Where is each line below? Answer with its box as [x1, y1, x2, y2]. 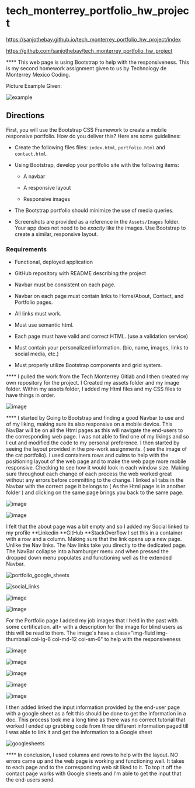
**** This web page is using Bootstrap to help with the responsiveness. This [6, 59, 190, 66]
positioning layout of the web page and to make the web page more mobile [6, 458, 187, 465]
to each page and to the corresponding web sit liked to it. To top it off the [6, 764, 182, 771]
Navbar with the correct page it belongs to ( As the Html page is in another [6, 483, 186, 490]
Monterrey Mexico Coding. [6, 71, 71, 78]
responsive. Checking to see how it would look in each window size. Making [6, 464, 189, 471]
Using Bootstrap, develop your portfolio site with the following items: [14, 161, 180, 168]
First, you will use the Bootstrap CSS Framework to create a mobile [6, 126, 167, 133]
